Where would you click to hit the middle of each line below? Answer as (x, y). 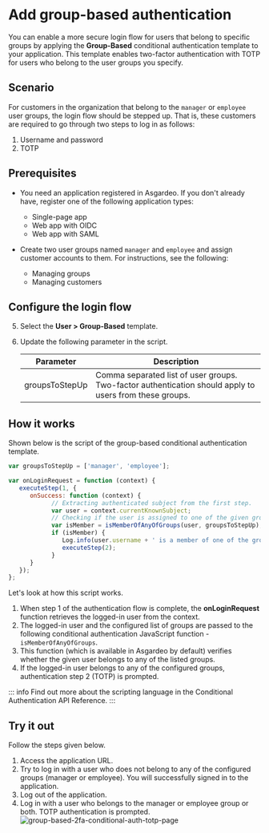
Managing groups (61, 273)
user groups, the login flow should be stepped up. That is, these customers (132, 115)
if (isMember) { (78, 533)
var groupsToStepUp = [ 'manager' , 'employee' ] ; (89, 467)
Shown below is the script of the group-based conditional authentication (128, 443)
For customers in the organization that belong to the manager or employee (127, 107)
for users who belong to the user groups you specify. (96, 63)
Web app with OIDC (64, 225)
